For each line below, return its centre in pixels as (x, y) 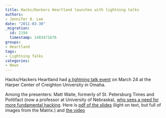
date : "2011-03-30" (25, 24)
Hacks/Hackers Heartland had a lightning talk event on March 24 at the (78, 80)
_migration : (17, 28)
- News (12, 65)
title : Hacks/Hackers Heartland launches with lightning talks (72, 10)
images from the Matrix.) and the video (45, 111)
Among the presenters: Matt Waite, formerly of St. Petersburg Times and (80, 95)
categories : (17, 61)
